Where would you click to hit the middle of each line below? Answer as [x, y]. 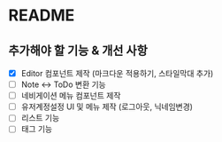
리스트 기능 [40, 118]
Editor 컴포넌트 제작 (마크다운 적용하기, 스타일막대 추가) [117, 73]
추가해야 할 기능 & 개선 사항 [78, 50]
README [42, 16]
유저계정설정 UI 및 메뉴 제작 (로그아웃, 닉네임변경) [107, 106]
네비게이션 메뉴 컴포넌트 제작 [71, 96]
